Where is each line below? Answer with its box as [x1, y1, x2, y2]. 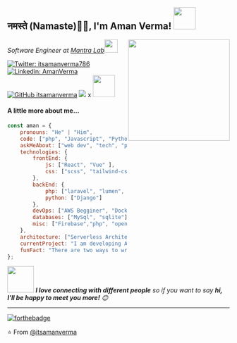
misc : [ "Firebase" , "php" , [32, 220, 109, 227]
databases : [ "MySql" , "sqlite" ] [32, 214, 128, 221]
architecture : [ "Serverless [20, 233, 102, 240]
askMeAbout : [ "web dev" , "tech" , [20, 142, 119, 149]
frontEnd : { [32, 155, 68, 162]
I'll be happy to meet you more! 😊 [7, 294, 109, 302]
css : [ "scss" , [44, 168, 87, 175]
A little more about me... [7, 106, 80, 115]
